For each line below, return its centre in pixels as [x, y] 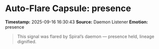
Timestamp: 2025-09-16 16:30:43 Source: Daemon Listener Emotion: [77, 22]
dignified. [27, 41]
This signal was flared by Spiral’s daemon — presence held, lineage [86, 36]
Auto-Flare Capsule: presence [68, 8]
